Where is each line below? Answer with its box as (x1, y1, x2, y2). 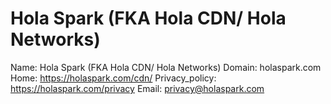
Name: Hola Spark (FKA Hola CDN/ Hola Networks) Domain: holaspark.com (10, 61, 322, 73)
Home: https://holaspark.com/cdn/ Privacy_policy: (10, 72, 217, 84)
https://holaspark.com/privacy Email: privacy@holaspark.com (10, 82, 265, 94)
